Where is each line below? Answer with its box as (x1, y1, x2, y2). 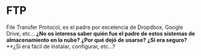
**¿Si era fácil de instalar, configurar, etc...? (6, 43, 116, 50)
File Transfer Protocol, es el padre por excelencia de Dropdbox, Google (6, 23, 183, 31)
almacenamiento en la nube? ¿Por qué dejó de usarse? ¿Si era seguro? (6, 36, 187, 43)
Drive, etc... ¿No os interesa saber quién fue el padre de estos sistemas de (6, 30, 195, 37)
